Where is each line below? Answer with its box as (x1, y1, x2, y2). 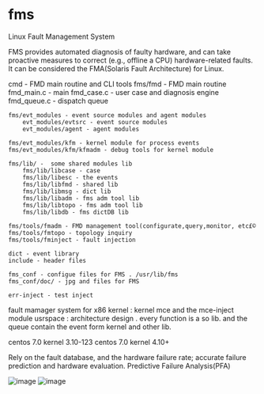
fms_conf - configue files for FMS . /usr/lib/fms (8, 271, 179, 278)
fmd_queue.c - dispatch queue (8, 96, 109, 105)
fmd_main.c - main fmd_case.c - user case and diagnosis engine (8, 87, 220, 97)
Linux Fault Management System (8, 32, 115, 41)
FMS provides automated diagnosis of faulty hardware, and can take (8, 47, 232, 56)
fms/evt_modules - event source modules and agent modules (8, 111, 207, 119)
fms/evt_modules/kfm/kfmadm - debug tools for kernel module (8, 146, 214, 153)
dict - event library (8, 249, 80, 258)
